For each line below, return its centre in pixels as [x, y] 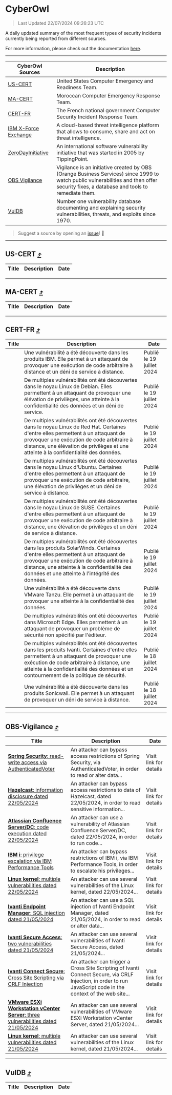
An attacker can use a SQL [102, 900]
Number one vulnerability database [99, 201]
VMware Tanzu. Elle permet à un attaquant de [79, 595]
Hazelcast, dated [91, 796]
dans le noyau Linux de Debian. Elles [68, 386]
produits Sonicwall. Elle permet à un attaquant [79, 693]
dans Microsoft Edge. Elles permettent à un [76, 622]
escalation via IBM [30, 861]
